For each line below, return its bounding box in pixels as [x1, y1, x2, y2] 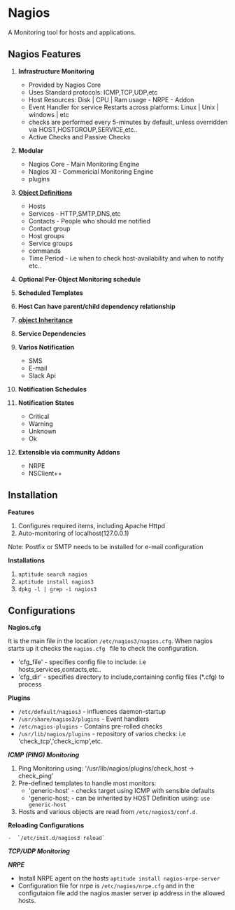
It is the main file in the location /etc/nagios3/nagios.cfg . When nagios [8, 637, 213, 645]
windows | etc [28, 110, 69, 118]
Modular [17, 146, 44, 155]
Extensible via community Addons [17, 448, 120, 456]
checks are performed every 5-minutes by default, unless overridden [28, 118, 228, 126]
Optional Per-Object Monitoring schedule [17, 275, 141, 283]
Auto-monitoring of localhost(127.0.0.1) [17, 529, 129, 537]
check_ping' [17, 772, 54, 780]
